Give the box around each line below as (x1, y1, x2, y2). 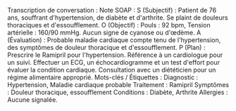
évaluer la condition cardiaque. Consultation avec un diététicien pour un (7, 66, 216, 74)
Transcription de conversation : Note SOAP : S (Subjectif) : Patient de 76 (7, 6, 217, 14)
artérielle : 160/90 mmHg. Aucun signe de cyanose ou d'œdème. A (7, 28, 201, 37)
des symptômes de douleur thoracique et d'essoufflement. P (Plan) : (7, 44, 206, 51)
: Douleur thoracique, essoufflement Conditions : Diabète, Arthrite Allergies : (7, 88, 228, 96)
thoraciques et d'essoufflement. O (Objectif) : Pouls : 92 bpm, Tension (7, 21, 211, 29)
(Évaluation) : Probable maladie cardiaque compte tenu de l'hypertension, (7, 36, 221, 44)
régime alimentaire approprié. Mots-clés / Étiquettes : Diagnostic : (7, 73, 199, 81)
